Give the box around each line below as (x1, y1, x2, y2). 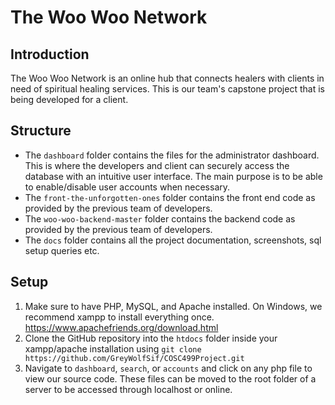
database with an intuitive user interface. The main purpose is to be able (24, 170, 323, 182)
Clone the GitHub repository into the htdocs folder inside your (24, 332, 278, 344)
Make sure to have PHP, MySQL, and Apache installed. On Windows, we (24, 300, 323, 312)
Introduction (10, 46, 90, 63)
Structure (10, 122, 72, 140)
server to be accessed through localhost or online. (24, 383, 233, 395)
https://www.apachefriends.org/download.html (24, 321, 219, 333)
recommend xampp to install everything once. (24, 311, 215, 323)
